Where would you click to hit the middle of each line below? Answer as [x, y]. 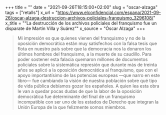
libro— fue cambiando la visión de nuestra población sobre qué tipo [87, 80]
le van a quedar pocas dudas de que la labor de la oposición [79, 91]
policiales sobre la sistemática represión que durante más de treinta [87, 65]
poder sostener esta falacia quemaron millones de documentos [82, 59]
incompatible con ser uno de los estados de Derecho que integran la [88, 102]
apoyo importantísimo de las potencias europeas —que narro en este [88, 75]
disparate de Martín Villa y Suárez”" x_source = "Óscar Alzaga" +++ [75, 28]
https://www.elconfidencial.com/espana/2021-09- [109, 12]
